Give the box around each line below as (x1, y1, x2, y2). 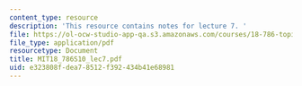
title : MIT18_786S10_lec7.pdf (9, 55, 123, 64)
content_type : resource (9, 13, 99, 22)
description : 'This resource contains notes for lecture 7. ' (9, 21, 247, 30)
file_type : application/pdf (9, 38, 115, 47)
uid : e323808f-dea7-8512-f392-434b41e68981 (9, 64, 175, 73)
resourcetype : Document (9, 47, 99, 56)
